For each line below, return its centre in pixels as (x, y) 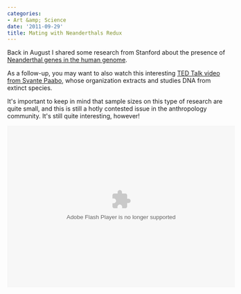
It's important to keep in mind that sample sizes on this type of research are (115, 102)
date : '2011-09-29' (35, 26)
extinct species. (30, 88)
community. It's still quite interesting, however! (74, 116)
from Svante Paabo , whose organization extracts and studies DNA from (109, 81)
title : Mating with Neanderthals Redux (65, 33)
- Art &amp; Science (37, 20)
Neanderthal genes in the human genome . (68, 60)
